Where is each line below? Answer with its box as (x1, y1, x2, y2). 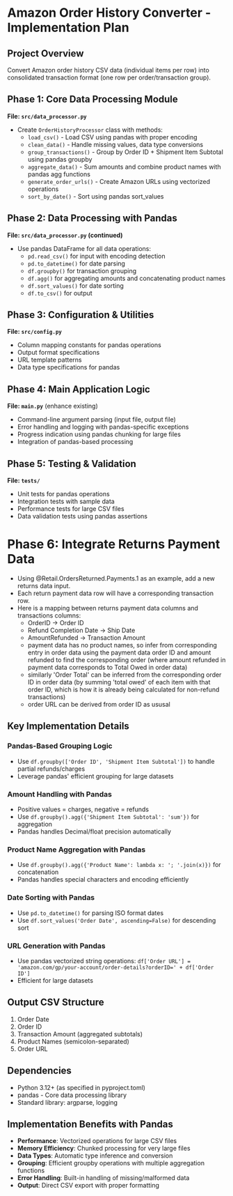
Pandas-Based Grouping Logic (7, 741, 113, 751)
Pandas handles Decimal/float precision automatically (17, 827, 172, 836)
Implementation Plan (7, 20, 130, 36)
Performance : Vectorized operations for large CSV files (17, 1137, 177, 1145)
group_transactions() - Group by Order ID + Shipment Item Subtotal (27, 148, 224, 156)
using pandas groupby (27, 155, 93, 163)
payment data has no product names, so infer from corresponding (27, 641, 218, 649)
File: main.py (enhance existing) (7, 402, 99, 411)
